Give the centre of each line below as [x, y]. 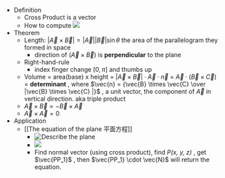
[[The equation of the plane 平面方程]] [78, 129]
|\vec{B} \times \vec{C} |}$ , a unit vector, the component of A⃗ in [118, 91]
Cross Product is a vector [60, 17]
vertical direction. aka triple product [75, 99]
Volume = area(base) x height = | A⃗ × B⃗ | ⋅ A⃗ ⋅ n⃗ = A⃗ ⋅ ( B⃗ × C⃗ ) [120, 77]
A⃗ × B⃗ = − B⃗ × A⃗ [53, 106]
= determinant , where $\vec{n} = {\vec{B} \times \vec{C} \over [115, 84]
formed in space [47, 47]
